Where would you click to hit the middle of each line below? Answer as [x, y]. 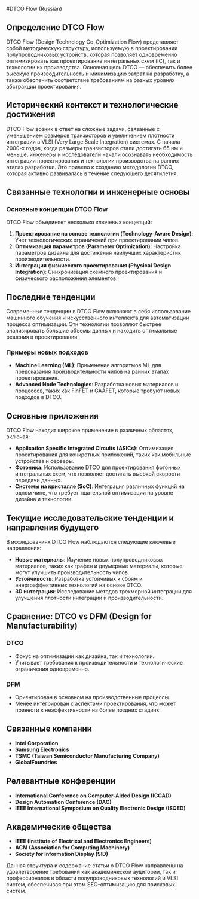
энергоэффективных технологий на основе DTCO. [79, 585]
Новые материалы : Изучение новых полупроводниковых [89, 560]
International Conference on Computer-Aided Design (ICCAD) [93, 796]
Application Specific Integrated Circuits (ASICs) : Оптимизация [94, 449]
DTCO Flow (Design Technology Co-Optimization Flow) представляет [93, 42]
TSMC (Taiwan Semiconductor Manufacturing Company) [87, 755]
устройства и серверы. [45, 461]
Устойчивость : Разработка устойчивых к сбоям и [79, 579]
